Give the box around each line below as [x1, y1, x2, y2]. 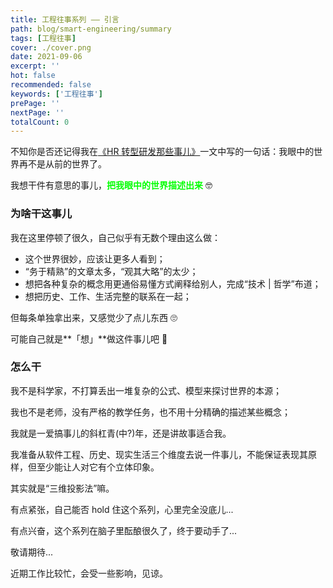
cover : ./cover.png [10, 42, 92, 53]
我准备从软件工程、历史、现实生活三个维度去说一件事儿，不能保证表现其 [10, 448, 308, 460]
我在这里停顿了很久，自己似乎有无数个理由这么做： [10, 231, 221, 243]
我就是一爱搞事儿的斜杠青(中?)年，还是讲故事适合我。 [10, 427, 232, 439]
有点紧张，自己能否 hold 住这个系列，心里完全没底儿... [10, 503, 234, 515]
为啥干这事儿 [10, 207, 73, 221]
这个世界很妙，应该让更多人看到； [24, 252, 166, 265]
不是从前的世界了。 [27, 158, 107, 170]
